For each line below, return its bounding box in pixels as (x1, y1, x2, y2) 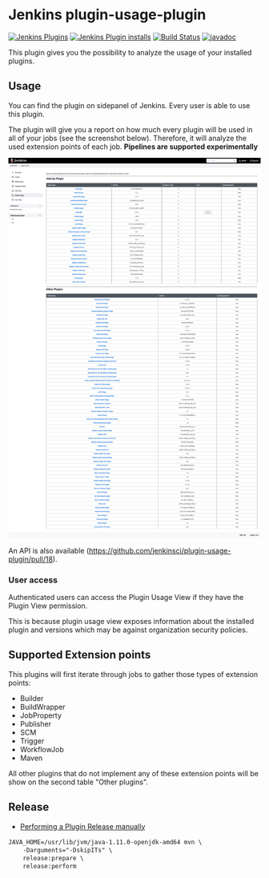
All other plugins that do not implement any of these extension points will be (8, 768, 259, 778)
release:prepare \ (22, 854, 84, 862)
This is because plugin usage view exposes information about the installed (8, 617, 255, 626)
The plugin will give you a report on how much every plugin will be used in (8, 124, 254, 134)
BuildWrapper (19, 702, 66, 711)
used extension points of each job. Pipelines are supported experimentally (8, 142, 259, 151)
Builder (19, 693, 44, 703)
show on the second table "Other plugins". (8, 777, 148, 787)
